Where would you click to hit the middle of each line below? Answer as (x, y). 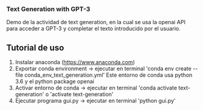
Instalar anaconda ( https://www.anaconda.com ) (75, 62)
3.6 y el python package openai (55, 82)
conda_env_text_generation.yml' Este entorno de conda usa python (108, 75)
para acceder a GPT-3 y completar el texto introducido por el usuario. (93, 28)
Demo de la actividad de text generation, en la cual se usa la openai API (96, 22)
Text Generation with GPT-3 (48, 9)
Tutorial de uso (35, 47)
